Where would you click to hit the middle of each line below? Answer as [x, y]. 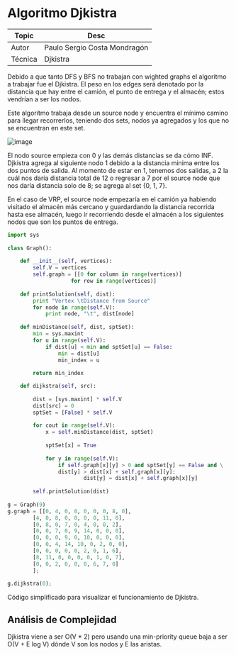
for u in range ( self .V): [69, 340]
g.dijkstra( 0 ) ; [30, 584]
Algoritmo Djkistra [62, 13]
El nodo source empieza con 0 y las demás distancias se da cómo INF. [111, 155]
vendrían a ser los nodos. [44, 99]
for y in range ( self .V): [82, 459]
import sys [23, 235]
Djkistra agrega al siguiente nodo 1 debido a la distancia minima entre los [113, 163]
